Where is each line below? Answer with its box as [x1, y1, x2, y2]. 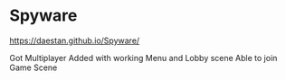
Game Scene [9, 62, 58, 73]
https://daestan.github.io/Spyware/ [9, 35, 140, 46]
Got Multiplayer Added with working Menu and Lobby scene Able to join [9, 52, 278, 63]
